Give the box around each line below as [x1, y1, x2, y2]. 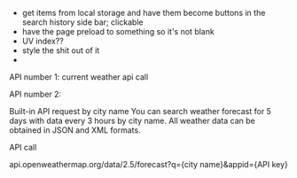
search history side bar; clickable [21, 17, 144, 27]
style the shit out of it [21, 45, 100, 56]
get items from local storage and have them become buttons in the [21, 8, 266, 18]
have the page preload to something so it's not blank [21, 27, 215, 36]
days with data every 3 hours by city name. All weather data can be [9, 115, 255, 126]
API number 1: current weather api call [9, 72, 149, 82]
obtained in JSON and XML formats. [9, 125, 141, 135]
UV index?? [21, 35, 64, 46]
